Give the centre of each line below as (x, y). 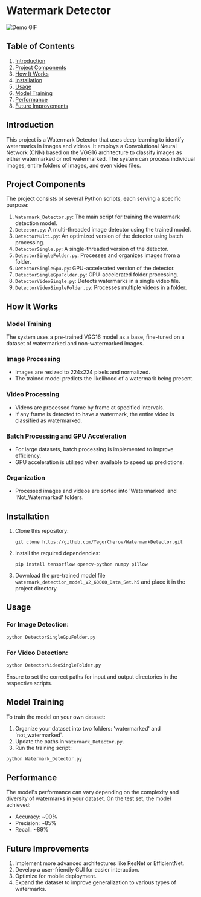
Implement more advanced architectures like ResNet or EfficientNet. (100, 863)
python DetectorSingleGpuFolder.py (51, 637)
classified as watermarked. (49, 420)
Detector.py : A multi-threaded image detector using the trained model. (103, 230)
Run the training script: (43, 748)
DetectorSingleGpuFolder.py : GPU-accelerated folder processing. (97, 275)
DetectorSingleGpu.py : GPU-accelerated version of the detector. (95, 268)
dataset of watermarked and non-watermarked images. (75, 344)
